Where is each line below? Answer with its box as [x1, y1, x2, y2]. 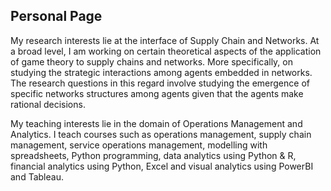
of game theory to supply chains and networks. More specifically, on [10, 55, 294, 68]
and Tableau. [10, 170, 64, 183]
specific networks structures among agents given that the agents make [10, 87, 304, 99]
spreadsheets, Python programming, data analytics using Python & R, [10, 149, 297, 161]
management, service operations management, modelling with [10, 139, 268, 151]
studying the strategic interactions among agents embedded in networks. [10, 66, 313, 78]
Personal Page [10, 8, 103, 25]
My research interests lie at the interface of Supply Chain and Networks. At [10, 34, 320, 46]
